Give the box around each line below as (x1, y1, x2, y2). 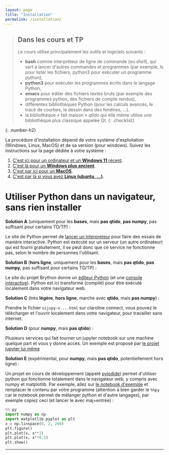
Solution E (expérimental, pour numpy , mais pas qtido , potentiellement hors (5, 356, 163, 362)
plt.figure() (5, 426, 33, 431)
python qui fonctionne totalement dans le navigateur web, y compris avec (5, 376, 158, 382)
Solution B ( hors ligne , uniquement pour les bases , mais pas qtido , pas (5, 259, 154, 266)
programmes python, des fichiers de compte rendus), (25, 96, 136, 102)
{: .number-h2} (5, 127, 36, 134)
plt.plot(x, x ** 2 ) (5, 430, 44, 436)
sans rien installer (5, 202, 82, 213)
